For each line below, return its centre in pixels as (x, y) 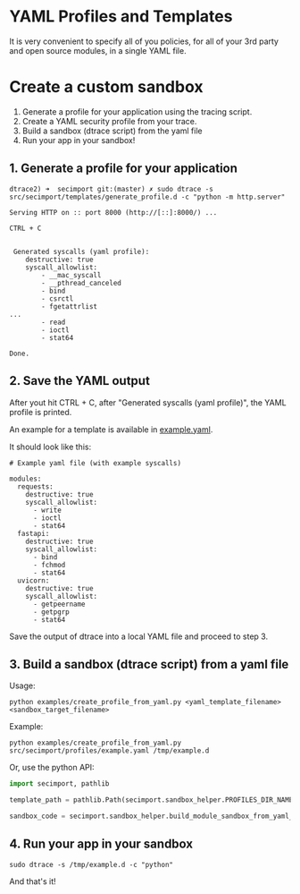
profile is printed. (41, 412)
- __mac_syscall (71, 275)
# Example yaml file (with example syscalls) (95, 463)
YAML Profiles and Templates (121, 17)
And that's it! (33, 881)
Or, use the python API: (52, 768)
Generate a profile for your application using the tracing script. (137, 111)
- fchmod (49, 565)
